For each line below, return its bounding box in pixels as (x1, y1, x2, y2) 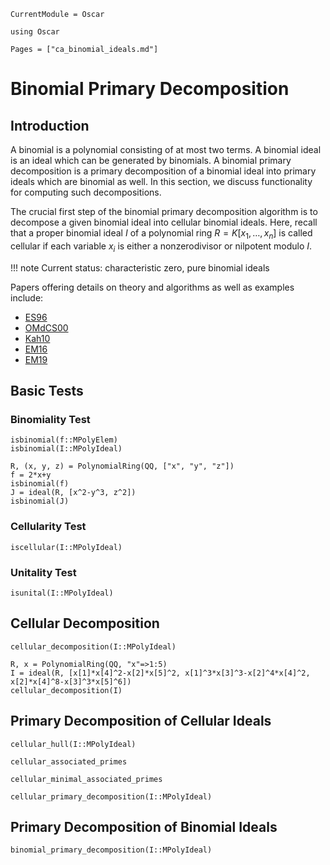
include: (10, 291, 44, 304)
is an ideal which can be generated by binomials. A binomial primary (10, 155, 292, 166)
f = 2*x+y (10, 470, 52, 480)
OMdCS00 (24, 321, 69, 334)
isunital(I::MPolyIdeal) (10, 588, 114, 598)
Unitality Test (10, 565, 77, 579)
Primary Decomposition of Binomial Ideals (10, 818, 278, 835)
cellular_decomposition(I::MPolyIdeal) (10, 641, 177, 652)
